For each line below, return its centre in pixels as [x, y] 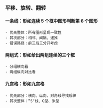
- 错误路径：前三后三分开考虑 [32, 43]
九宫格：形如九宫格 [25, 83]
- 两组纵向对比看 [20, 72]
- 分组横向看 [17, 67]
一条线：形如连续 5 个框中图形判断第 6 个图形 [51, 20]
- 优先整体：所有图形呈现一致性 [33, 33]
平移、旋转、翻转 [26, 7]
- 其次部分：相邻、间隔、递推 [32, 38]
